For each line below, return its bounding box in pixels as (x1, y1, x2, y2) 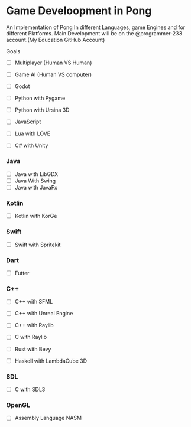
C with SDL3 (14, 386, 46, 393)
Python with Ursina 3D (14, 106, 70, 113)
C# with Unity (14, 142, 48, 149)
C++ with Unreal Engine (14, 310, 73, 317)
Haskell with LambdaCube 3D (14, 357, 88, 364)
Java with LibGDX (14, 170, 59, 178)
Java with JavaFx (14, 184, 57, 191)
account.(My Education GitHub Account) (6, 36, 105, 43)
